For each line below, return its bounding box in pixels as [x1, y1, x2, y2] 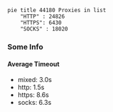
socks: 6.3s [17, 98, 52, 107]
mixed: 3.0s [17, 76, 52, 84]
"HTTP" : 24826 [20, 13, 65, 20]
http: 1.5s [17, 83, 45, 92]
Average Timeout [7, 59, 60, 68]
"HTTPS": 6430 [20, 19, 62, 26]
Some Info [7, 41, 44, 51]
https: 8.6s [17, 91, 50, 99]
